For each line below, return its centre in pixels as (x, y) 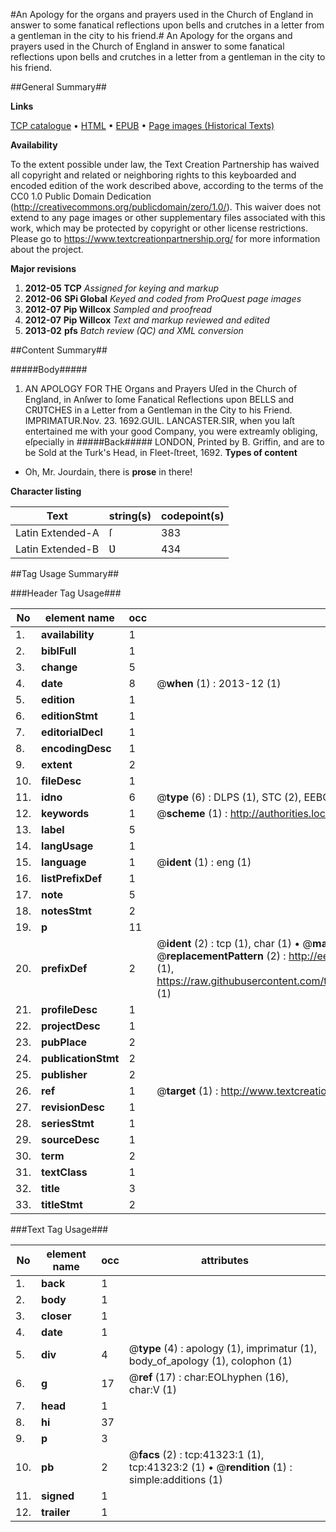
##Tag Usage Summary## (65, 573)
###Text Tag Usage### (59, 1229)
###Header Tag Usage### (66, 593)
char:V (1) (152, 1389)
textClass (64, 1172)
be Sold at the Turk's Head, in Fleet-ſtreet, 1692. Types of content (161, 452)
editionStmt (69, 716)
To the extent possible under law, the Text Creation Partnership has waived (165, 164)
